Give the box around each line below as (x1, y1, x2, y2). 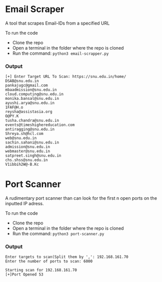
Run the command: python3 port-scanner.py (12, 231, 104, 237)
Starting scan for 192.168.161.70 (5, 267, 77, 273)
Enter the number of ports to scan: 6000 (5, 259, 93, 264)
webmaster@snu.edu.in (5, 149, 50, 154)
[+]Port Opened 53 (5, 272, 43, 277)
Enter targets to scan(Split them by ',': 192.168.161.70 (5, 254, 128, 259)
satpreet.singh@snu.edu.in (5, 153, 61, 159)
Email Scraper (5, 4, 64, 15)
